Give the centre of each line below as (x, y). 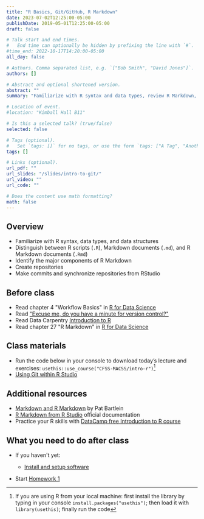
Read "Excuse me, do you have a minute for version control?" (92, 314)
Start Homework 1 (37, 479)
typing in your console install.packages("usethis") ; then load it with (102, 503)
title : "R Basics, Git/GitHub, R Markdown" (62, 12)
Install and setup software (56, 467)
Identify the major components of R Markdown (73, 261)
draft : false (23, 29)
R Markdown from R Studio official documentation (77, 415)
